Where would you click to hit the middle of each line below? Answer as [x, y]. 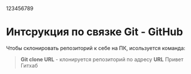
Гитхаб [29, 65]
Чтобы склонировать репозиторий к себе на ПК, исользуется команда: [96, 48]
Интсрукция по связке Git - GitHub [95, 32]
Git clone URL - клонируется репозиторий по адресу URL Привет [102, 59]
